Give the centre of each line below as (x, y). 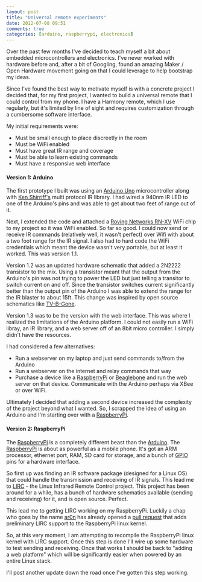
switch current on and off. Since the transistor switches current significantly (100, 285)
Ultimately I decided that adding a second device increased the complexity (99, 402)
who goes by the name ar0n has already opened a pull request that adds (96, 517)
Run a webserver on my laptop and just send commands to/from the (99, 358)
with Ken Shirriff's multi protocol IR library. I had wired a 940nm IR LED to (97, 197)
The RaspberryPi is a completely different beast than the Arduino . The (93, 442)
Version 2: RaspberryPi (36, 429)
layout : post (23, 12)
